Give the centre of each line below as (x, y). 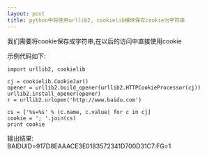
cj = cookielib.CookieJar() (48, 81)
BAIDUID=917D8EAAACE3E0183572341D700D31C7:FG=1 (89, 146)
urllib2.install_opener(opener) (54, 94)
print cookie (26, 124)
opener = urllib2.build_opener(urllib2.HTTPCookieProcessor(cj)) (104, 87)
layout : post (26, 14)
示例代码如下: (27, 56)
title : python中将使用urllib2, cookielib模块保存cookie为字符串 (96, 20)
